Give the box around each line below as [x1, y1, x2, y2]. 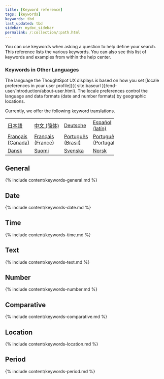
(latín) [93, 125, 107, 132]
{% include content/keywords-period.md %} [5, 368, 96, 374]
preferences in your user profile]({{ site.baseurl [5, 83, 101, 89]
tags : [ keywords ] [5, 12, 41, 17]
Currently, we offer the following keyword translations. [5, 108, 115, 114]
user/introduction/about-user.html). [5, 88, 77, 94]
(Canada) [7, 139, 30, 146]
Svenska [64, 147, 84, 154]
